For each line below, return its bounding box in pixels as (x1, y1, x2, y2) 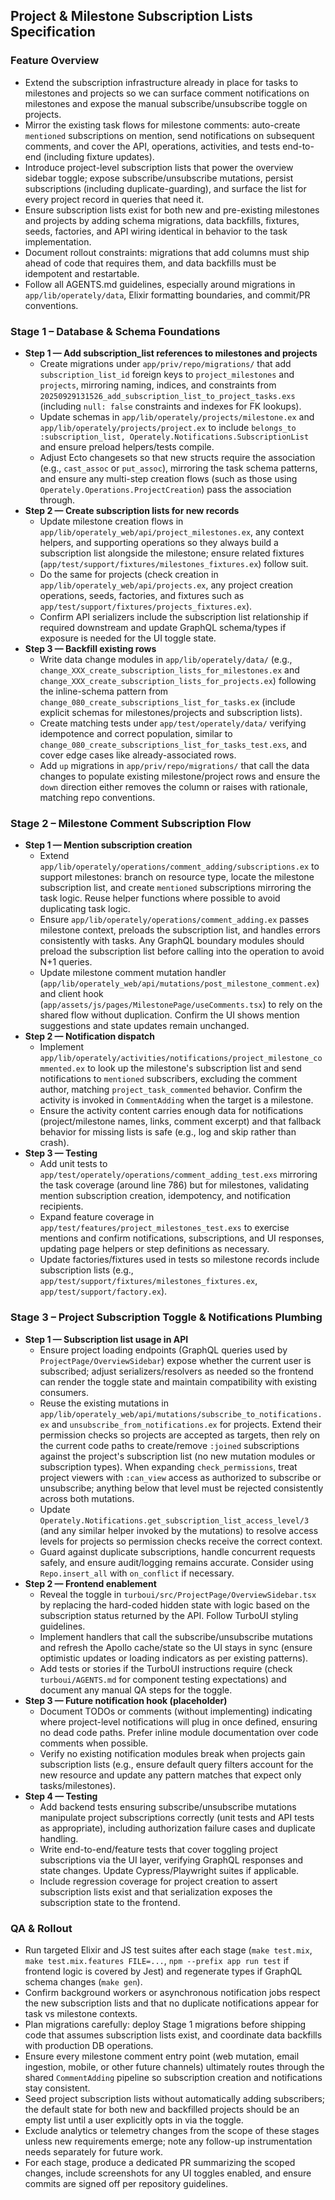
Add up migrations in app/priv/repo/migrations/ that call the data (39, 759, 310, 771)
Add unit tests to (39, 1158, 108, 1170)
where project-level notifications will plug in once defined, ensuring (39, 1715, 318, 1728)
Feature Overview (10, 54, 100, 68)
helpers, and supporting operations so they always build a (39, 536, 279, 548)
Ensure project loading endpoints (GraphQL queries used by (39, 1344, 288, 1356)
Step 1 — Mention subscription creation (24, 839, 193, 851)
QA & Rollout (10, 1921, 73, 1935)
